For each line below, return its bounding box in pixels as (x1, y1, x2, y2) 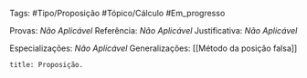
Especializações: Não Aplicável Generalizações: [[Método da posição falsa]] (9, 43, 298, 54)
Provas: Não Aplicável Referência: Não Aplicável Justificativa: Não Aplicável (9, 25, 298, 35)
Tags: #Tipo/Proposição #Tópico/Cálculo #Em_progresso (9, 8, 226, 18)
